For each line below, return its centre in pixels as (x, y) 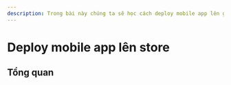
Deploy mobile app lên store (88, 47)
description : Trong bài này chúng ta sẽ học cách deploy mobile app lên (113, 13)
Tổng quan (31, 73)
